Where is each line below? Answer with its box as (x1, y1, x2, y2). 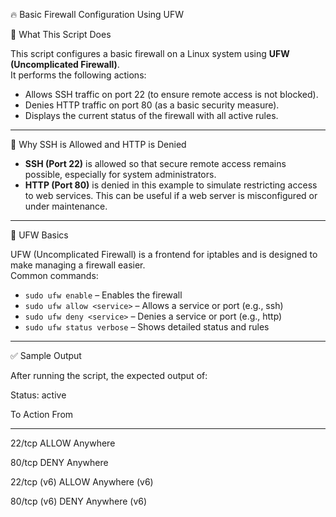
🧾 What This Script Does (10, 29, 112, 40)
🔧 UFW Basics (10, 229, 69, 241)
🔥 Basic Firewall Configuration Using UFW (10, 9, 185, 20)
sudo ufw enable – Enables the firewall (24, 289, 183, 301)
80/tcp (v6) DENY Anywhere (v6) (10, 495, 148, 507)
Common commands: (10, 270, 99, 281)
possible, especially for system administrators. (24, 169, 217, 180)
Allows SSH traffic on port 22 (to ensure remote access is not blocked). (24, 89, 319, 100)
